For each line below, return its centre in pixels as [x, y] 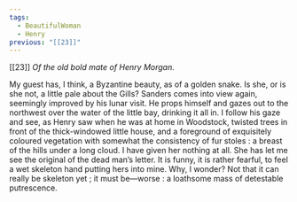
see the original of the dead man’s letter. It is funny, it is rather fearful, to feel [148, 159]
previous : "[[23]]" [45, 42]
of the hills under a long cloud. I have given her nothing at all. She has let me [148, 151]
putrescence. [33, 188]
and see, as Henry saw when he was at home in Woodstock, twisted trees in [148, 122]
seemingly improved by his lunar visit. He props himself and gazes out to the [149, 104]
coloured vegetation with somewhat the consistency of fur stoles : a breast [146, 141]
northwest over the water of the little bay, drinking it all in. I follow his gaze [145, 113]
